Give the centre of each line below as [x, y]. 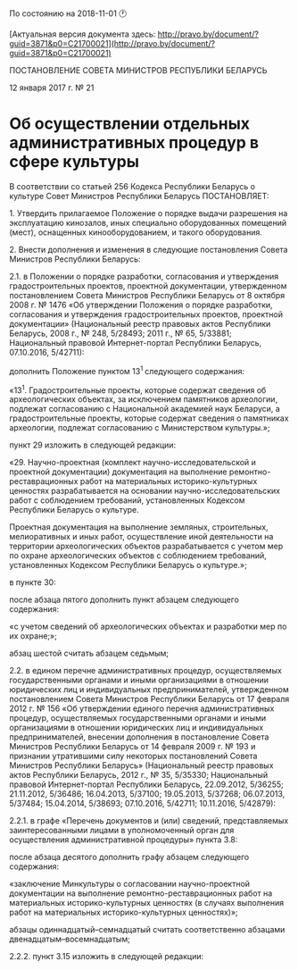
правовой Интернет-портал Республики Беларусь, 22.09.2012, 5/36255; [146, 784]
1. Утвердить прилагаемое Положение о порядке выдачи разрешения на [149, 213]
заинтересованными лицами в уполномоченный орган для [122, 831]
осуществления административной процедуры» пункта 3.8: [124, 840]
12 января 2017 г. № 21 [52, 88]
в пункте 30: [33, 582]
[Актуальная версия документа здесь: [83, 34]
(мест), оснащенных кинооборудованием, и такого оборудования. [136, 232]
